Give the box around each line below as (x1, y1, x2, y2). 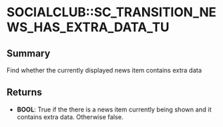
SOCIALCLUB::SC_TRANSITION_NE (6, 4, 217, 20)
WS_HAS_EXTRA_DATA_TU (6, 19, 170, 35)
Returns (6, 86, 43, 99)
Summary (6, 47, 51, 59)
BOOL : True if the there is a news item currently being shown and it (16, 105, 212, 114)
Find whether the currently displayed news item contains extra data (6, 66, 202, 74)
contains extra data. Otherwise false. (16, 112, 124, 121)
